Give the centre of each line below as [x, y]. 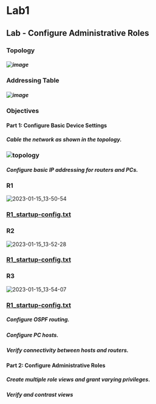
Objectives [23, 111]
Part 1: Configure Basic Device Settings [57, 126]
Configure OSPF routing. [38, 320]
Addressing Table [33, 81]
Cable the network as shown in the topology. [64, 139]
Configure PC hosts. [32, 335]
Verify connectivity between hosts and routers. [67, 351]
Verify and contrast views [40, 395]
